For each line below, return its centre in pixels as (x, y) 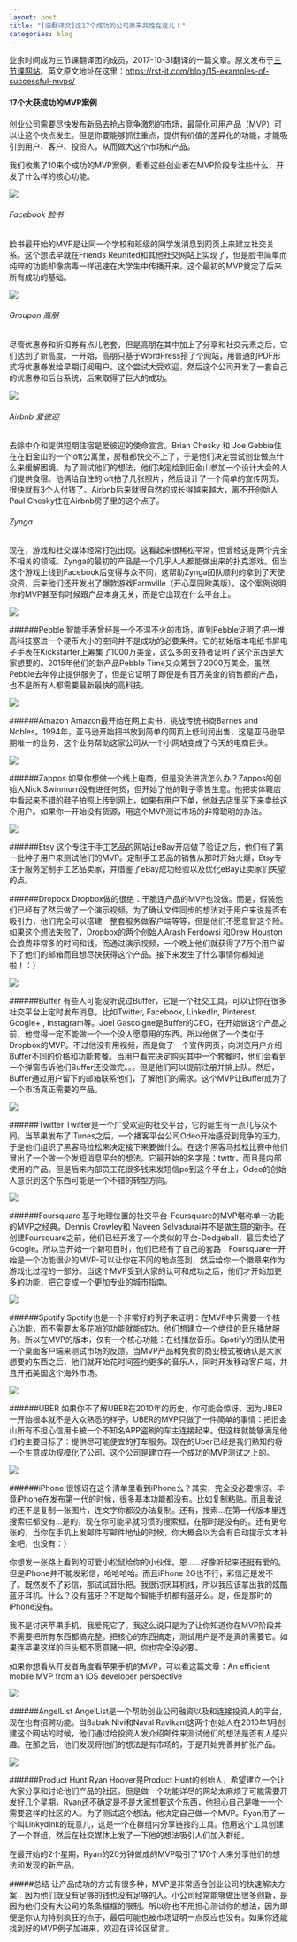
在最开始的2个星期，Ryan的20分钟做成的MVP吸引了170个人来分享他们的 (141, 1854)
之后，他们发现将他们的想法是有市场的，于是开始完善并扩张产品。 (160, 1744)
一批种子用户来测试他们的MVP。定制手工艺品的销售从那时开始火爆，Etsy (142, 858)
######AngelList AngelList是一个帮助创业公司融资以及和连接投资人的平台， (148, 1712)
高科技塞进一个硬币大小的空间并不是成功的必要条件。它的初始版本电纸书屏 (145, 641)
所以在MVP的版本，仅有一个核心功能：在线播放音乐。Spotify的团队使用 (155, 1340)
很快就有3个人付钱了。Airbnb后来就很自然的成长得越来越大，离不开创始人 (144, 490)
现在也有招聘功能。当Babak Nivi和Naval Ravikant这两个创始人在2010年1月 (144, 1722)
